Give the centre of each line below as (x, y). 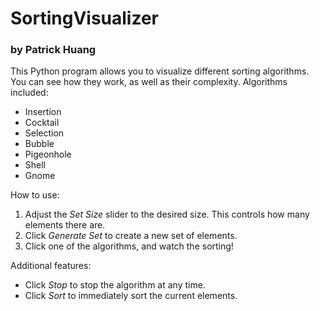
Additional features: (51, 266)
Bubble (39, 144)
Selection (44, 133)
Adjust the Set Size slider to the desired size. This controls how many (167, 214)
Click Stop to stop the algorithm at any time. (115, 285)
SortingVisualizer (85, 18)
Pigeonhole (48, 154)
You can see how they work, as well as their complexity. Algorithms (149, 82)
